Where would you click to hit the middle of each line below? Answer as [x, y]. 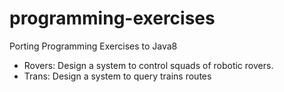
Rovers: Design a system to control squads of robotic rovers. [148, 65]
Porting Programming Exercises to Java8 [93, 46]
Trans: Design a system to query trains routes [117, 76]
